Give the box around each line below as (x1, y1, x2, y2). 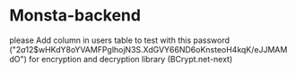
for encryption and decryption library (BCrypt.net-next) (28, 53, 233, 64)
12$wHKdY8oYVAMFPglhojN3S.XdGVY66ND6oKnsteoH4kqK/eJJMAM (25, 44, 288, 54)
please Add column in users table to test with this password (9, 35, 231, 45)
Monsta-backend (9, 5, 142, 26)
